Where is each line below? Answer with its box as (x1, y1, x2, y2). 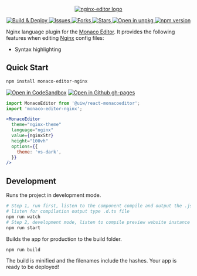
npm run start (6, 224, 41, 231)
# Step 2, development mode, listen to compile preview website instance (6, 219, 191, 225)
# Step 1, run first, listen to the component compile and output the (6, 203, 182, 209)
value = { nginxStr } (11, 132, 54, 139)
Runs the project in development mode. (6, 192, 101, 199)
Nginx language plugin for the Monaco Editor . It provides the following (6, 28, 175, 35)
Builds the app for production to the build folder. (6, 235, 122, 243)
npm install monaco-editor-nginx (6, 78, 88, 84)
